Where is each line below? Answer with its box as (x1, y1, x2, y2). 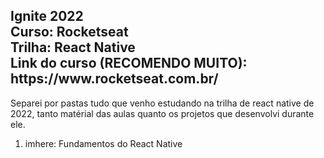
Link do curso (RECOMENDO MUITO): (10, 55, 248, 72)
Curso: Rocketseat (10, 24, 129, 41)
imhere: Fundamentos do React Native (24, 137, 183, 149)
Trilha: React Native (10, 39, 136, 56)
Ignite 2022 (10, 8, 84, 25)
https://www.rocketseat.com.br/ (10, 70, 219, 88)
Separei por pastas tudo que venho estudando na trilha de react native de (10, 97, 315, 109)
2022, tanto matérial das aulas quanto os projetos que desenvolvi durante (10, 107, 315, 119)
